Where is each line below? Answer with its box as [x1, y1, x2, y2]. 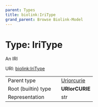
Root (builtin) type [8, 85, 52, 92]
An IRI [5, 56, 18, 62]
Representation [8, 94, 44, 101]
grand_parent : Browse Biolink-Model [5, 17, 83, 22]
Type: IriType [5, 39, 63, 50]
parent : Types [5, 7, 36, 13]
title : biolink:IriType [5, 12, 56, 17]
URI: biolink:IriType [5, 66, 45, 72]
